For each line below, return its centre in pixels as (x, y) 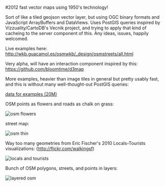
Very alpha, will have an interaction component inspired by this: (72, 64)
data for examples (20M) (31, 94)
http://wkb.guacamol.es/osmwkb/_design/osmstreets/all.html (69, 54)
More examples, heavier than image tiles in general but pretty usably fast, (82, 79)
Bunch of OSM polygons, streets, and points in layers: (61, 168)
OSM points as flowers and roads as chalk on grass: (60, 104)
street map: (17, 123)
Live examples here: (26, 48)
